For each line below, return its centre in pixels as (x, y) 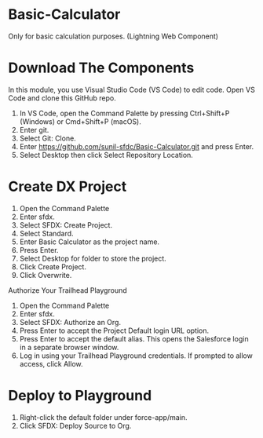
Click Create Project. (53, 266)
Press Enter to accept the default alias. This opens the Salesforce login (134, 338)
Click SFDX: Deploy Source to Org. (75, 425)
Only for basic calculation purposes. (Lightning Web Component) (113, 36)
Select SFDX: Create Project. (66, 224)
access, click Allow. (51, 363)
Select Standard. (46, 233)
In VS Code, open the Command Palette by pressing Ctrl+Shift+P (124, 113)
